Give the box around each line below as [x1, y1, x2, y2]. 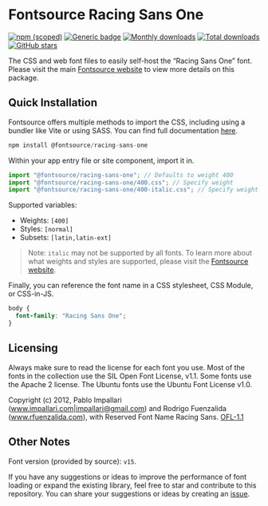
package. [8, 73, 39, 82]
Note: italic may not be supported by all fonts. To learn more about [27, 248, 253, 258]
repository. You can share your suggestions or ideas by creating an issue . [8, 488, 250, 498]
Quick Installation [8, 96, 98, 109]
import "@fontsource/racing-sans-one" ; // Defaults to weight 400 [8, 171, 234, 179]
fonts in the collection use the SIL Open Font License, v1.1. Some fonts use [8, 371, 252, 381]
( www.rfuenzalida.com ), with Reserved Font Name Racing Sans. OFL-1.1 [8, 412, 244, 421]
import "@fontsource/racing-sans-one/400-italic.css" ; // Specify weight [8, 186, 259, 194]
